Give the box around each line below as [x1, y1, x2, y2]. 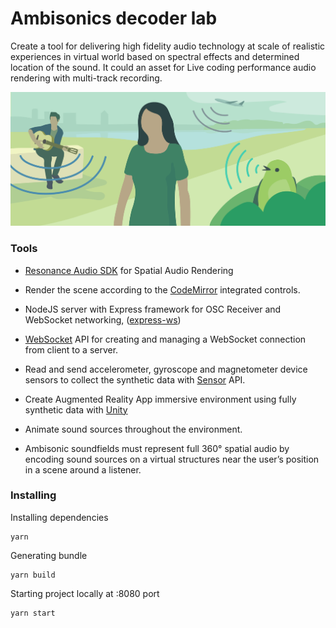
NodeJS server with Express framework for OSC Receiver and [24, 303, 282, 315]
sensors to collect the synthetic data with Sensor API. [24, 373, 246, 386]
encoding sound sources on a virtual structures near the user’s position [24, 453, 320, 465]
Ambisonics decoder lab [10, 7, 218, 30]
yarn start [10, 608, 56, 618]
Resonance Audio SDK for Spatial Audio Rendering [24, 264, 234, 276]
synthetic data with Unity [24, 403, 128, 416]
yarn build [10, 570, 56, 580]
